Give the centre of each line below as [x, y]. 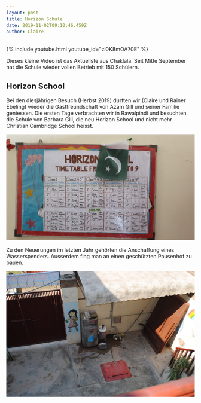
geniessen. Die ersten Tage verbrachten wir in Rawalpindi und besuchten [96, 113]
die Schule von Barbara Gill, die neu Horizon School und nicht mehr [89, 120]
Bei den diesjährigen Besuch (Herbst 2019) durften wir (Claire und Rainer [96, 100]
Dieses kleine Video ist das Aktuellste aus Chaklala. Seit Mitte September [96, 61]
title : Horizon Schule [34, 19]
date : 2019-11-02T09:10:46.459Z [46, 25]
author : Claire [25, 32]
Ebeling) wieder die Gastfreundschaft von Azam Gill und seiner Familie [93, 107]
